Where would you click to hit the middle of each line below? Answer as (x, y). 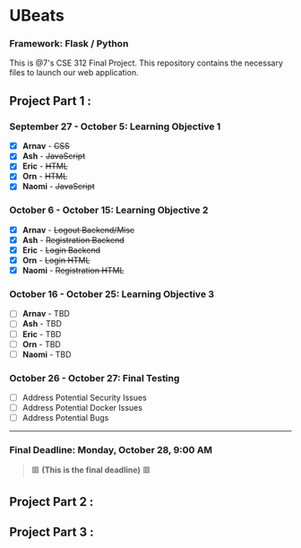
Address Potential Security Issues (85, 397)
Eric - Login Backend (61, 250)
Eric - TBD (42, 334)
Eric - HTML (45, 166)
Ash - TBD (42, 324)
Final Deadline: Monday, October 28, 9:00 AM (111, 450)
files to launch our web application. (74, 73)
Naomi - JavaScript (59, 187)
